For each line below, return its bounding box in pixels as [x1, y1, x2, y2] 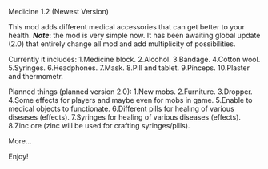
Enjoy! [8, 151, 30, 161]
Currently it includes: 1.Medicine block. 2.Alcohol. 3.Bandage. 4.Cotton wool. [8, 55, 261, 64]
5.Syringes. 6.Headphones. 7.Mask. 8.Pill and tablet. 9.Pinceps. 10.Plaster [8, 63, 250, 73]
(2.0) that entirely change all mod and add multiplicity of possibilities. [8, 39, 236, 49]
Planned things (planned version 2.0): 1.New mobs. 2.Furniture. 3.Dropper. [8, 87, 254, 96]
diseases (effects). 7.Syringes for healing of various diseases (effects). [8, 112, 242, 122]
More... [8, 136, 32, 146]
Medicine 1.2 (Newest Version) [8, 7, 110, 16]
